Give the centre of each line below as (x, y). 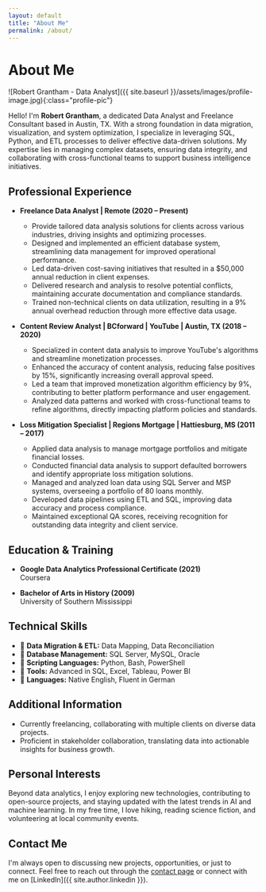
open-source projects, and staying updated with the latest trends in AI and (130, 802)
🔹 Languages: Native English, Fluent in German (97, 679)
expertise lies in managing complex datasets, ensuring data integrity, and (128, 150)
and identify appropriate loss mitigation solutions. (112, 474)
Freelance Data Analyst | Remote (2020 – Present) (104, 211)
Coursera (35, 577)
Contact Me (38, 844)
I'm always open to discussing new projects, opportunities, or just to (120, 863)
